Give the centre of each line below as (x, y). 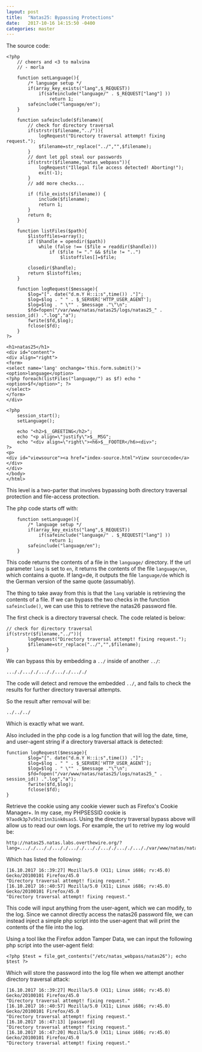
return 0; (40, 215)
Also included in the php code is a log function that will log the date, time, (97, 735)
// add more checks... (56, 184)
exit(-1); (50, 173)
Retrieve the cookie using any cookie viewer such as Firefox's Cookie (92, 806)
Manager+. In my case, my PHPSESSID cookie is (66, 813)
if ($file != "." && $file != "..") (95, 252)
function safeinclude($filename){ (60, 120)
